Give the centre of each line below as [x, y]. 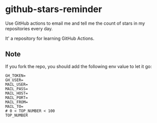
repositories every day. [29, 28]
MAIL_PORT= [17, 98]
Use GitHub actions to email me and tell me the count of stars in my [75, 23]
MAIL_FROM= [17, 102]
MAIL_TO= [14, 106]
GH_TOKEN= [16, 76]
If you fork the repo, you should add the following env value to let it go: [78, 66]
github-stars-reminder [54, 9]
